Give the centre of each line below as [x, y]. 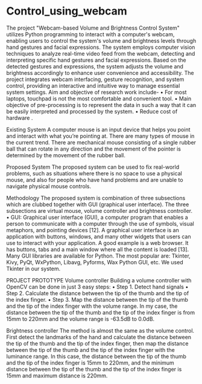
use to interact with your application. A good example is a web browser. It [97, 242]
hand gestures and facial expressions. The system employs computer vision [101, 47]
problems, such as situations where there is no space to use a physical [94, 173]
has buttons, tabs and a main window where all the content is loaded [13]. [98, 249]
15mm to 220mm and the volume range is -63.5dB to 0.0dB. [80, 319]
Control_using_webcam [67, 11]
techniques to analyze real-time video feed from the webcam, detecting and [101, 53]
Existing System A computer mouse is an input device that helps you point [99, 129]
